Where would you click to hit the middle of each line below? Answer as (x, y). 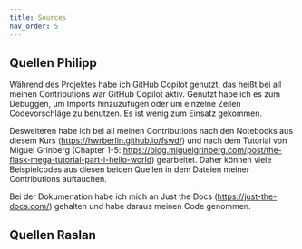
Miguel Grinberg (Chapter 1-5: (65, 150)
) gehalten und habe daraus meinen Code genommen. (150, 206)
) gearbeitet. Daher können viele (211, 160)
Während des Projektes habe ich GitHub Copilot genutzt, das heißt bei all (146, 85)
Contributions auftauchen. (58, 179)
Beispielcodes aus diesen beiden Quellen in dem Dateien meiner (130, 169)
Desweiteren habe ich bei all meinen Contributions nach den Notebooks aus (151, 131)
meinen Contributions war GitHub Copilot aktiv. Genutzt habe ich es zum (145, 94)
